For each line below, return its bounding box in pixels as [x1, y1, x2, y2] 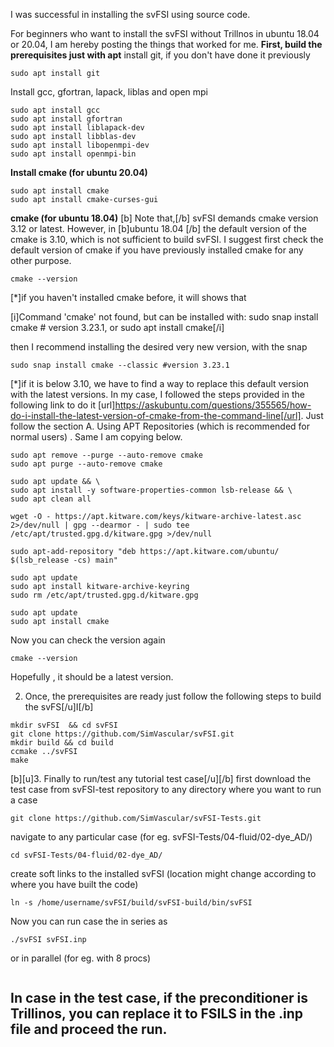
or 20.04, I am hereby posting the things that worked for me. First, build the [10, 39, 323, 50]
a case [10, 794, 38, 806]
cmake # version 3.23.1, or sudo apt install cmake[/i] [10, 322, 225, 333]
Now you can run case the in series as [10, 915, 168, 927]
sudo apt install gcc [10, 105, 101, 115]
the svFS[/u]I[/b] [24, 701, 94, 713]
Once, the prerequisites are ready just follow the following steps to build [24, 690, 322, 702]
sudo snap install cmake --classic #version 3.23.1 [10, 360, 230, 370]
